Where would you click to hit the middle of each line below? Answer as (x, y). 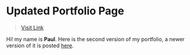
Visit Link (32, 27)
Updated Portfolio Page (65, 11)
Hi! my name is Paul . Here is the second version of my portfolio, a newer (95, 39)
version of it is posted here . (40, 45)
